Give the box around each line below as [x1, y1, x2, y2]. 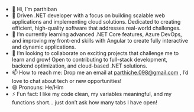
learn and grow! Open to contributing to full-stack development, [11, 56, 167, 63]
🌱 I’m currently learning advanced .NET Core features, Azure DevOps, [11, 31, 182, 38]
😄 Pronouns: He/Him [11, 84, 64, 91]
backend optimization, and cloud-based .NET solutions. [11, 62, 148, 69]
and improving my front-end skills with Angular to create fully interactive [11, 37, 188, 44]
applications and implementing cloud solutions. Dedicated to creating [11, 18, 181, 25]
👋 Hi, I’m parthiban [11, 6, 57, 12]
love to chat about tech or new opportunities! [11, 78, 122, 84]
